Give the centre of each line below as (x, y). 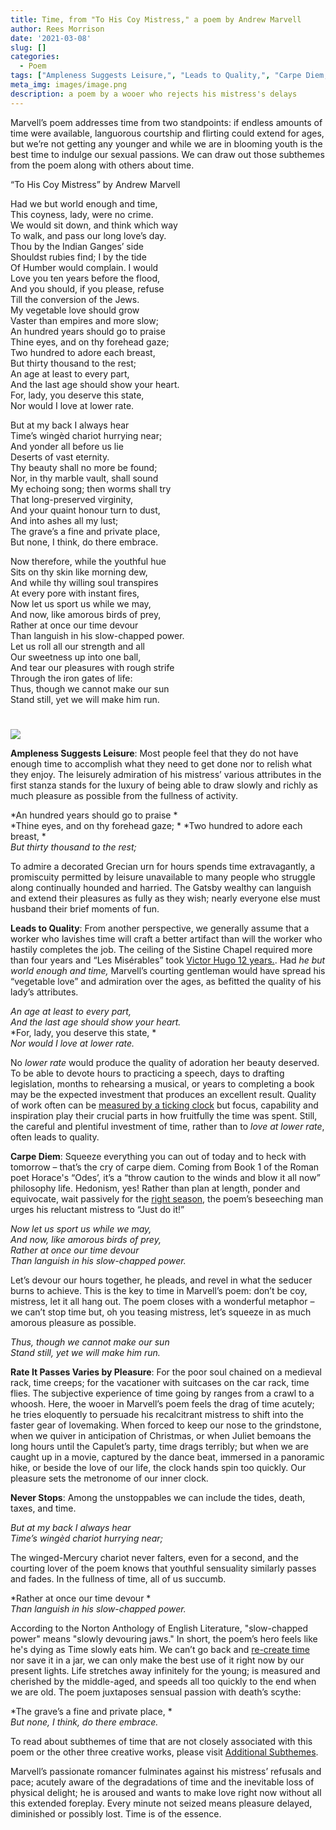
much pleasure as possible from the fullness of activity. (124, 795)
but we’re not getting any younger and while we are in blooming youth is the (166, 143)
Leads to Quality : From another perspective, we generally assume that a (160, 928)
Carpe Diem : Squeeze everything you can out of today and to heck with (158, 1156)
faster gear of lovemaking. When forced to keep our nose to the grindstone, (166, 1425)
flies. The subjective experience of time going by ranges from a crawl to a (162, 1393)
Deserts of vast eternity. (60, 457)
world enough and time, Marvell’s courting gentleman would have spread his (168, 970)
